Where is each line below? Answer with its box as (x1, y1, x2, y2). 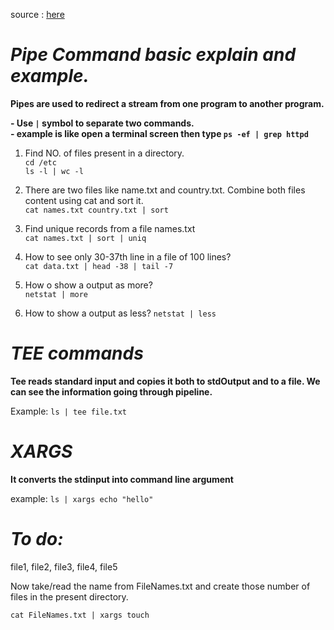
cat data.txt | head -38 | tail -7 (24, 261, 174, 271)
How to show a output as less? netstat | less (24, 307, 217, 319)
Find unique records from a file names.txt (24, 222, 196, 234)
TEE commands (10, 342, 144, 365)
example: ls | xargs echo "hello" (10, 492, 154, 504)
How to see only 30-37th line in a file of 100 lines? (24, 250, 232, 263)
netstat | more (24, 289, 89, 299)
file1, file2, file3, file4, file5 (10, 560, 118, 573)
